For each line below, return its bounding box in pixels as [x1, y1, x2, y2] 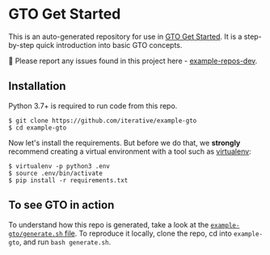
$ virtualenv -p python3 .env [8, 162, 111, 170]
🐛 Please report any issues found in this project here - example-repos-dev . [8, 56, 258, 66]
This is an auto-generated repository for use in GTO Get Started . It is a [8, 32, 243, 41]
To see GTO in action [8, 198, 115, 212]
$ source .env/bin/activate [8, 169, 103, 177]
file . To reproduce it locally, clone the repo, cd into [64, 228, 232, 238]
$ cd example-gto [8, 123, 67, 132]
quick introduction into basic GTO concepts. [36, 40, 183, 49]
